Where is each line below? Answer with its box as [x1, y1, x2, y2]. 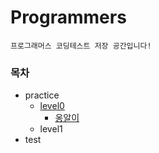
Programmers [10, 6, 127, 29]
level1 [39, 123, 63, 135]
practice [24, 89, 60, 101]
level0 [39, 100, 65, 112]
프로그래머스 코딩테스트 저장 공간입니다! [10, 41, 152, 51]
